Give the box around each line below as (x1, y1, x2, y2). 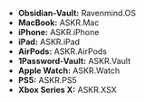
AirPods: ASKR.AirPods (17, 46, 107, 57)
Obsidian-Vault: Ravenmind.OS (17, 8, 136, 18)
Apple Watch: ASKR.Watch (17, 65, 121, 76)
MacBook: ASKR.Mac (17, 17, 100, 28)
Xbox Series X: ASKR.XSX (17, 85, 118, 95)
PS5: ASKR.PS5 (17, 75, 77, 85)
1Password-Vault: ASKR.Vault (17, 56, 131, 66)
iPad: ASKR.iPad (17, 36, 80, 47)
